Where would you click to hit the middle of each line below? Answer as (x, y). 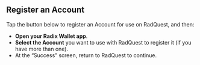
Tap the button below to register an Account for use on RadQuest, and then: (100, 24)
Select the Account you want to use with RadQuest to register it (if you (103, 42)
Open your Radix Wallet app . (51, 36)
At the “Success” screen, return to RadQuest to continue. (86, 55)
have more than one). (41, 49)
